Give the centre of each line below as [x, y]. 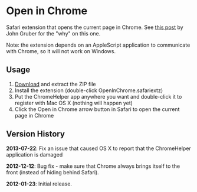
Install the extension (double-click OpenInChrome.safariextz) [89, 90]
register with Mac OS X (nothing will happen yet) [73, 103]
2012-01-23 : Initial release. [39, 184]
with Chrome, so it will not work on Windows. [61, 51]
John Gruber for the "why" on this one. [53, 33]
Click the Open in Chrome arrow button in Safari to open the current [97, 109]
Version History [35, 134]
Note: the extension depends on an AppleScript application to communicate [98, 45]
